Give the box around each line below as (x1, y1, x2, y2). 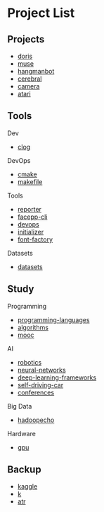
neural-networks (17, 365, 66, 374)
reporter (17, 205, 42, 213)
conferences (17, 388, 55, 397)
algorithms (17, 323, 49, 331)
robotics (17, 358, 42, 366)
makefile (17, 177, 43, 186)
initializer (17, 227, 44, 236)
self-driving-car (17, 380, 64, 389)
